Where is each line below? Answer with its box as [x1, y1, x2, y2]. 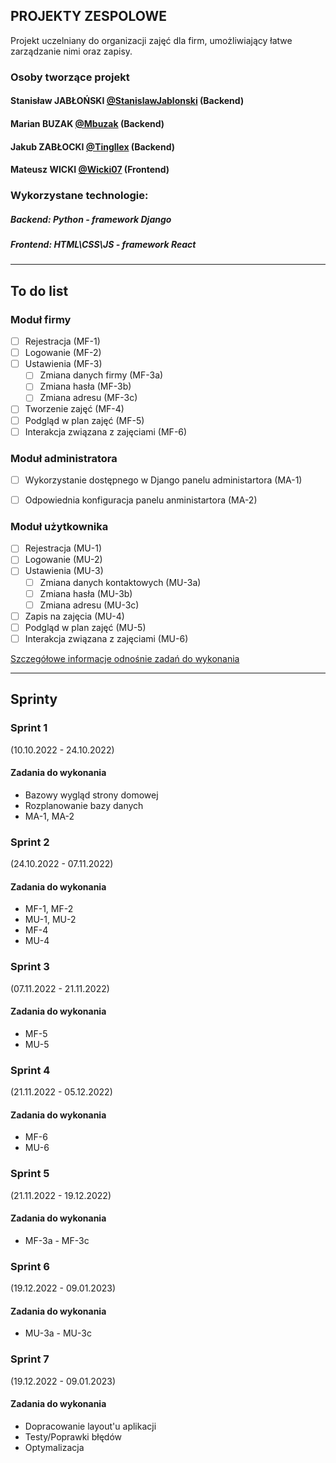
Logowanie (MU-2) [24, 554, 103, 566]
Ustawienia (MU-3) [24, 565, 104, 577]
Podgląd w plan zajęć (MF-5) [24, 414, 145, 426]
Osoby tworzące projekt [10, 70, 130, 84]
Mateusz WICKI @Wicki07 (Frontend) [10, 164, 170, 176]
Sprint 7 [10, 1352, 50, 1366]
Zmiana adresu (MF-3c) [39, 392, 138, 404]
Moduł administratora [10, 451, 118, 465]
